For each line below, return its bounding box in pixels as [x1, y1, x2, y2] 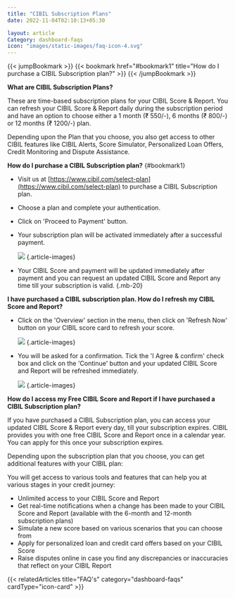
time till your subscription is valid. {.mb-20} [17, 281, 143, 290]
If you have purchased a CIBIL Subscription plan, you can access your [7, 416, 211, 424]
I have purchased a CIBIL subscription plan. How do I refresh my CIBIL [7, 295, 215, 303]
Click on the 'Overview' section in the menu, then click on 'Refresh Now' [17, 316, 228, 324]
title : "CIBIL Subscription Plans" [7, 10, 112, 18]
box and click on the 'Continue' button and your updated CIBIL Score [17, 360, 217, 368]
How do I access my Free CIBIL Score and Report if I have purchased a [7, 395, 216, 403]
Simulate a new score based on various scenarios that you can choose [17, 524, 223, 533]
